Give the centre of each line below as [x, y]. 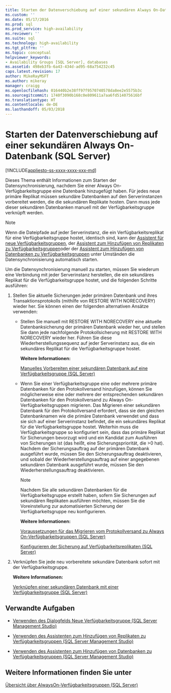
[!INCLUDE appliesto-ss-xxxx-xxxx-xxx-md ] [51, 170]
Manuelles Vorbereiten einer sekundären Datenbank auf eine [84, 368]
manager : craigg [22, 86]
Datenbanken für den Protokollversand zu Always [72, 400]
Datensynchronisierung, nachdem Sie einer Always [59, 185]
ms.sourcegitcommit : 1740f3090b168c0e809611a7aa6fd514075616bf [74, 95]
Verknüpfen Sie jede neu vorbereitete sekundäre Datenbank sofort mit [86, 562]
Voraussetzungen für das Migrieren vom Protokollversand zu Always [92, 531]
